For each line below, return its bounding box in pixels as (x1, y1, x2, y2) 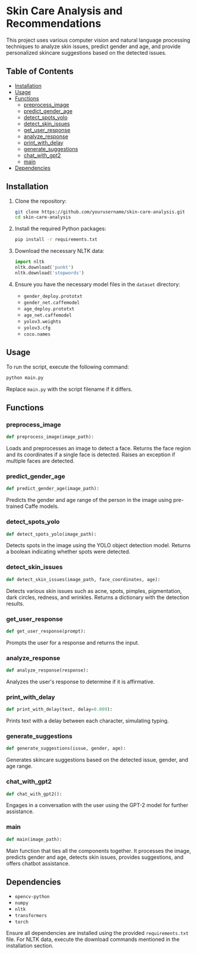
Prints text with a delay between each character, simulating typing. (6, 717, 169, 724)
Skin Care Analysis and (6, 4, 123, 18)
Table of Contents (6, 67, 74, 77)
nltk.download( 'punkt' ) (14, 265, 74, 271)
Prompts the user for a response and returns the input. (6, 639, 139, 646)
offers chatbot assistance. (6, 859, 70, 867)
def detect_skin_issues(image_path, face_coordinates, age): (6, 576, 161, 582)
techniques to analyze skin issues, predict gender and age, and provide (6, 43, 181, 50)
